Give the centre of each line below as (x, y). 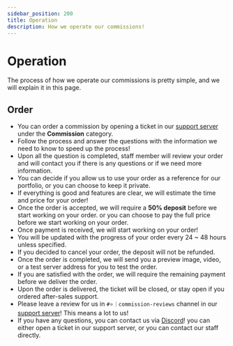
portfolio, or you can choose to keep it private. (84, 186)
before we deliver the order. (57, 282)
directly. (29, 336)
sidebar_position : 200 (40, 14)
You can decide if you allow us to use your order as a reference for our (119, 178)
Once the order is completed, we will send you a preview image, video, (119, 260)
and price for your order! (53, 200)
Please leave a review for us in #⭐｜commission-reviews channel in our (117, 304)
